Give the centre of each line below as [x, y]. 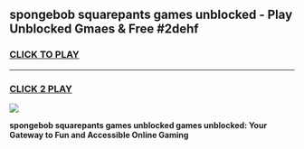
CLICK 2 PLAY [41, 88]
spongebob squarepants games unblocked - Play [151, 15]
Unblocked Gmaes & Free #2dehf [104, 29]
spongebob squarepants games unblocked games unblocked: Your [138, 125]
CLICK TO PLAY [44, 55]
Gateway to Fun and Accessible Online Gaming [99, 135]
